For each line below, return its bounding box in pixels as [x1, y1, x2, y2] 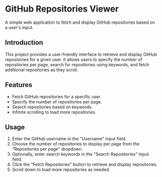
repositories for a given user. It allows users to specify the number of [5, 57, 143, 62]
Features [5, 81, 32, 89]
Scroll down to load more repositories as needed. [12, 167, 110, 173]
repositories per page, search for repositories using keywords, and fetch [5, 61, 149, 67]
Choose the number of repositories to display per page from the [12, 141, 140, 147]
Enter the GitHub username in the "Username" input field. [12, 136, 127, 142]
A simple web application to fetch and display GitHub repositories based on [5, 19, 155, 25]
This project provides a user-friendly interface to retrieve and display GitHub [5, 51, 157, 57]
